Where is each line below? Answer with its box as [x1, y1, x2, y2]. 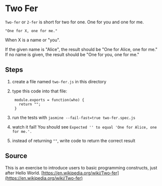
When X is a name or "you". [5, 37, 60, 43]
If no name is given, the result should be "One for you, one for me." [5, 52, 140, 57]
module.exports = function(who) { [14, 97, 85, 102]
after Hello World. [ [5, 170, 43, 176]
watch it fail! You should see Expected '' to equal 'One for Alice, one [12, 124, 157, 130]
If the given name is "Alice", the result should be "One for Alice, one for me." [5, 46, 158, 52]
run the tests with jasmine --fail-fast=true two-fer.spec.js [12, 114, 136, 120]
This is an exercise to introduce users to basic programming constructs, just [5, 165, 158, 170]
